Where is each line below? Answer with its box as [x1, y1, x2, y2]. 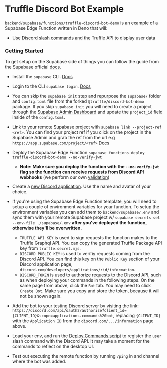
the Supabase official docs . [5, 64, 61, 70]
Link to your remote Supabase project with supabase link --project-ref [12, 124, 162, 130]
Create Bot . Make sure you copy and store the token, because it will [19, 288, 160, 294]
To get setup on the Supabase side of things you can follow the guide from [5, 59, 159, 65]
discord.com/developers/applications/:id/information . [19, 267, 136, 273]
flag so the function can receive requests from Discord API [19, 169, 144, 175]
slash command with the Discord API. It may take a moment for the [12, 338, 150, 344]
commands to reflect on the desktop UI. [12, 343, 94, 350]
